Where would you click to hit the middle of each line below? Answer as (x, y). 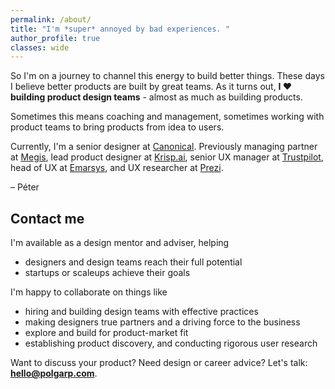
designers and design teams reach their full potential (133, 262)
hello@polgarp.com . (54, 373)
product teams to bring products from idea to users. (117, 127)
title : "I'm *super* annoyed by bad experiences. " (120, 29)
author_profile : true (55, 38)
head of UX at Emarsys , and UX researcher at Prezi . (117, 168)
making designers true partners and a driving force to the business (162, 322)
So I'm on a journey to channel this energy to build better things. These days (167, 76)
